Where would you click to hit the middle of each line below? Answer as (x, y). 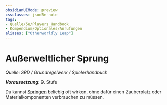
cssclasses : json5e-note (31, 15)
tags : (11, 19)
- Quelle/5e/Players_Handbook (37, 24)
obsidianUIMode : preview (31, 10)
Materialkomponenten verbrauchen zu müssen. (55, 97)
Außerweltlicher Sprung (57, 58)
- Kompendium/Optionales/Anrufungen (44, 29)
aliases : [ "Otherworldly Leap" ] (39, 33)
